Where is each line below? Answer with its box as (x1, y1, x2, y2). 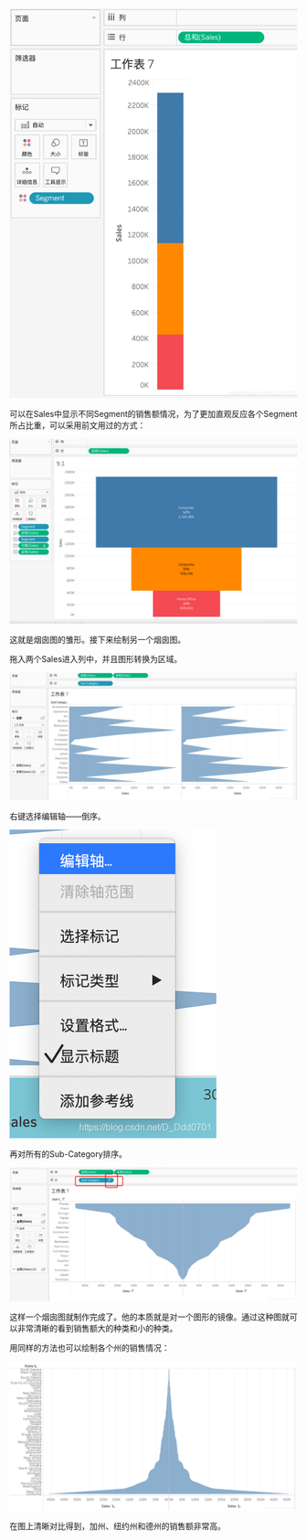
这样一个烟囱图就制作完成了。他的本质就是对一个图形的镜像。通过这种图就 (9, 1311, 290, 1322)
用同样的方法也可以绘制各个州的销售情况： (9, 1342, 170, 1353)
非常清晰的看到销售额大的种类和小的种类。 (16, 1322, 178, 1333)
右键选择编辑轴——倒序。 (9, 811, 106, 822)
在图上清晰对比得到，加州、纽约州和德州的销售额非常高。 (9, 1521, 226, 1532)
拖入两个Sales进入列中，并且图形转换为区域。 (9, 653, 183, 664)
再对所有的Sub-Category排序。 (9, 1149, 128, 1160)
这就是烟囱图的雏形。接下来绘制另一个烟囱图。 (9, 634, 185, 645)
